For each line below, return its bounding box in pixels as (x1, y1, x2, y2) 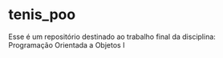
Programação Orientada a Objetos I (8, 40, 125, 49)
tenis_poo (8, 6, 76, 24)
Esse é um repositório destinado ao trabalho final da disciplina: (8, 32, 217, 41)
